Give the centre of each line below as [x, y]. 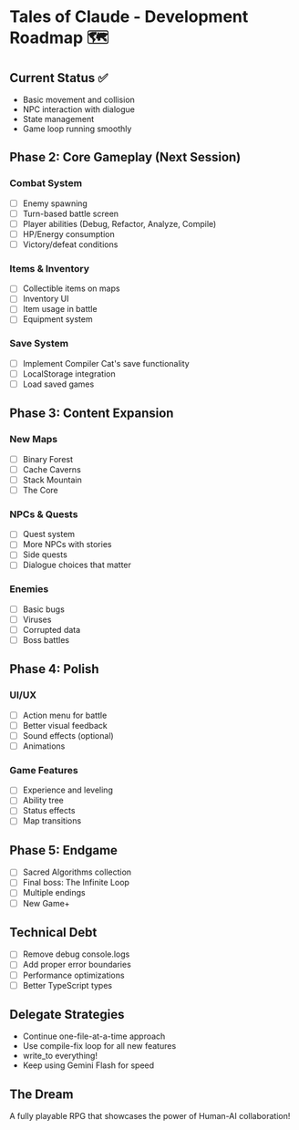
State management [58, 119]
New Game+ [46, 903]
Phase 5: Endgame [64, 850]
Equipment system [57, 319]
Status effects [49, 811]
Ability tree [43, 801]
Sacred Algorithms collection [77, 872]
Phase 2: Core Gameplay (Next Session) [125, 157]
